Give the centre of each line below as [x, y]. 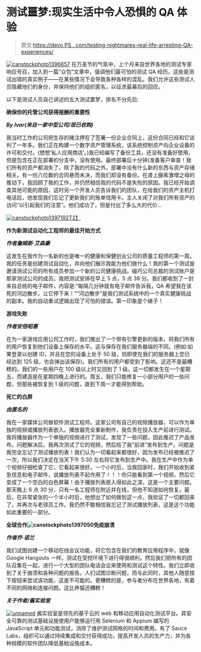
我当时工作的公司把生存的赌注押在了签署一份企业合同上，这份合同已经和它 [98, 137]
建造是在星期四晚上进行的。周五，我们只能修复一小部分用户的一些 [103, 376]
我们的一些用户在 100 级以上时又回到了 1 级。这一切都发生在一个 [101, 369]
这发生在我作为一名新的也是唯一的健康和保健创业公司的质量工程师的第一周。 [100, 256]
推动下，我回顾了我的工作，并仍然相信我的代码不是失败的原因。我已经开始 [98, 182]
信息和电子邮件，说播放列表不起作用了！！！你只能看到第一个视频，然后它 [103, 475]
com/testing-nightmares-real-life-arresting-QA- [134, 45]
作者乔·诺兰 [20, 538]
